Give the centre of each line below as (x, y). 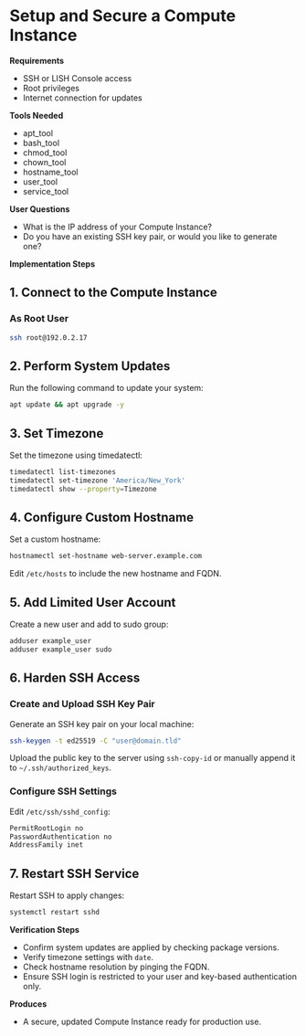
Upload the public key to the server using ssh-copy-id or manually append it (153, 758)
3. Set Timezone (57, 433)
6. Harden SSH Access (75, 678)
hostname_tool (51, 172)
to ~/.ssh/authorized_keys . (61, 767)
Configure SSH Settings (63, 791)
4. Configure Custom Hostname (102, 518)
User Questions (40, 209)
